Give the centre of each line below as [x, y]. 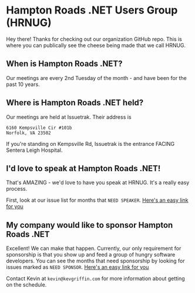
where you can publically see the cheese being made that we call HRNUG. [96, 45]
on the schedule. [26, 285]
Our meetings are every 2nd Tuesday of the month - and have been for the [96, 78]
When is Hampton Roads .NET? [64, 64]
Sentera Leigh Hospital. [34, 150]
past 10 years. [23, 84]
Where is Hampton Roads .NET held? [75, 103]
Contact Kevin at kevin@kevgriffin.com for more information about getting [95, 279]
